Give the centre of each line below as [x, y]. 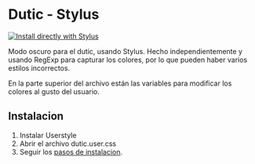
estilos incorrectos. [39, 67]
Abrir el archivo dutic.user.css [67, 144]
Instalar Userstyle [48, 135]
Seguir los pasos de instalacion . [71, 151]
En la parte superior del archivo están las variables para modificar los [120, 83]
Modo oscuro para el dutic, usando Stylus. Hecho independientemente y [126, 51]
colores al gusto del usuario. [54, 91]
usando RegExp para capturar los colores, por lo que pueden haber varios [128, 60]
